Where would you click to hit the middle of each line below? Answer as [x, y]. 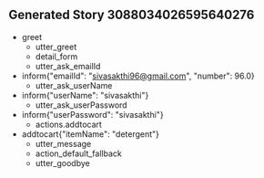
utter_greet [56, 47]
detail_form [56, 56]
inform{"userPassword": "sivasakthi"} [93, 114]
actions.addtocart [68, 124]
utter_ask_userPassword [81, 105]
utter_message [63, 143]
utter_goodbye [62, 162]
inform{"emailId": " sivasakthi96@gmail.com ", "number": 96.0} [138, 76]
